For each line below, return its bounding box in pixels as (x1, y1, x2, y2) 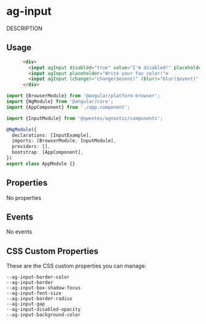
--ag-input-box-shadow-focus (6, 285, 81, 291)
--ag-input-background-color (6, 312, 81, 318)
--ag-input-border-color (6, 274, 70, 280)
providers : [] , (12, 143, 51, 150)
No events (6, 228, 32, 235)
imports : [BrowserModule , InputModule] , (12, 138, 116, 144)
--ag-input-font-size (6, 290, 62, 296)
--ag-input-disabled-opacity (6, 306, 81, 313)
